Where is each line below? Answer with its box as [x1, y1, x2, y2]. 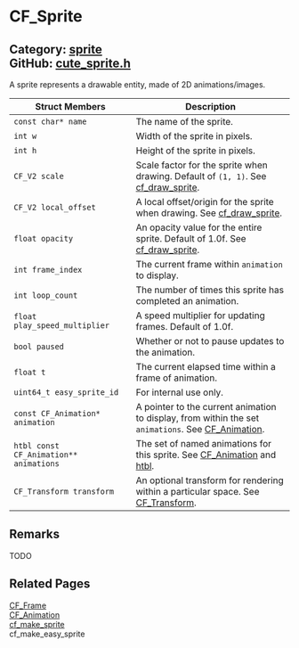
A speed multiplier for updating [135, 309, 265, 322]
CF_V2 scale [13, 171, 65, 181]
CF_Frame [9, 600, 47, 611]
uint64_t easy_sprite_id [13, 388, 119, 398]
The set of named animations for [135, 438, 272, 449]
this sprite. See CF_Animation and [135, 448, 277, 461]
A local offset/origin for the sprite [135, 196, 274, 208]
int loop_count [13, 291, 78, 300]
